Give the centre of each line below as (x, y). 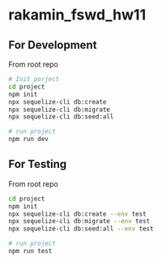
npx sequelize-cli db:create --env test (78, 214)
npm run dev (28, 140)
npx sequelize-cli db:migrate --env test (79, 221)
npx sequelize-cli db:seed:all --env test (81, 229)
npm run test (30, 251)
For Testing (38, 164)
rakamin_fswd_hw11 (77, 15)
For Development (53, 45)
